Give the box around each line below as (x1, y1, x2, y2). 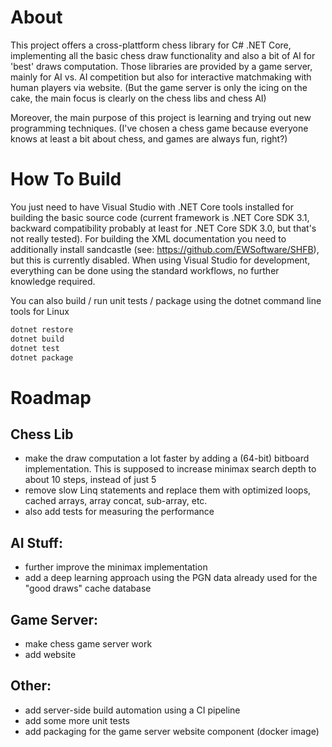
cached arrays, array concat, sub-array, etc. (24, 495, 208, 507)
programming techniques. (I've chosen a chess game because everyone (10, 122, 309, 134)
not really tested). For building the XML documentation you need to (10, 232, 287, 245)
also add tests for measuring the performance (24, 506, 215, 518)
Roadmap (10, 386, 92, 409)
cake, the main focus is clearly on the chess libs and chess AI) (10, 92, 267, 104)
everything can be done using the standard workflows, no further (10, 264, 280, 276)
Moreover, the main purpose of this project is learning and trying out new (10, 111, 312, 123)
